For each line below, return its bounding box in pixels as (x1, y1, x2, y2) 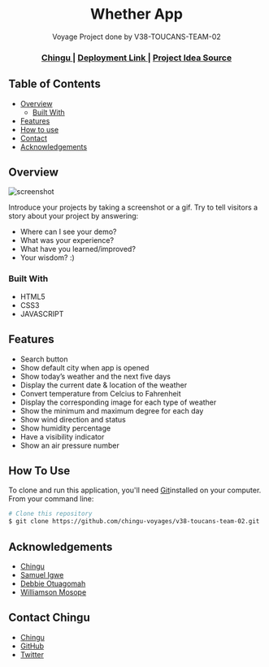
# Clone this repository (8, 509, 93, 518)
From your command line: (8, 494, 94, 504)
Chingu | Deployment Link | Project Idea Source (41, 52, 232, 63)
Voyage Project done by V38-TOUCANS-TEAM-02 (52, 32, 221, 41)
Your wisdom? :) (20, 253, 75, 262)
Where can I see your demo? (20, 227, 117, 236)
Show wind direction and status (20, 414, 126, 424)
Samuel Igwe (20, 570, 64, 579)
